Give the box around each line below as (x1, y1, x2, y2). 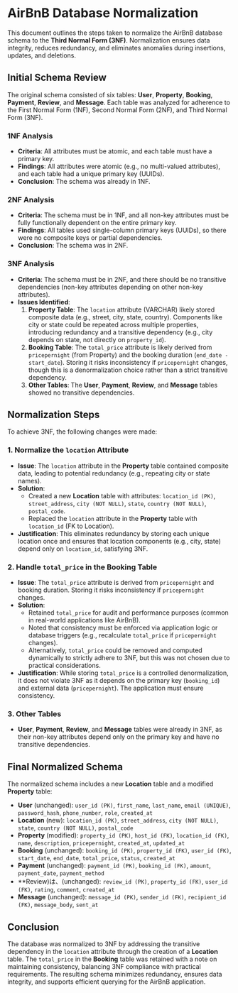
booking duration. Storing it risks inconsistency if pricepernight (17, 586, 205, 594)
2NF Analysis (7, 194, 55, 204)
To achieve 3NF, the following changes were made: (7, 427, 158, 436)
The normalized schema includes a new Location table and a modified (7, 779, 214, 789)
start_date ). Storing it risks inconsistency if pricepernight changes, (28, 358, 228, 366)
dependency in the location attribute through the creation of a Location (7, 947, 218, 955)
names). (17, 476, 42, 485)
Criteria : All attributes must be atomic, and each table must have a (17, 147, 212, 155)
